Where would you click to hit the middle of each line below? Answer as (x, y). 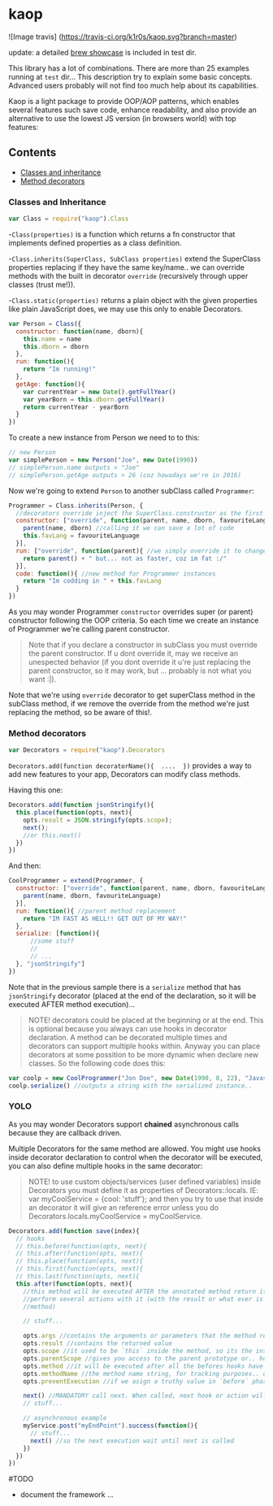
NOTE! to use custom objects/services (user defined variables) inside (145, 1181)
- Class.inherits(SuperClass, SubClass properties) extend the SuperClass (135, 258)
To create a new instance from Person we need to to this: (104, 438)
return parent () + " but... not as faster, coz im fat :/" (125, 558)
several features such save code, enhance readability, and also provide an (133, 110)
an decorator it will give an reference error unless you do (123, 1207)
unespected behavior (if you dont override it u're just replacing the (140, 662)
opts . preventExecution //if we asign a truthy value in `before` (136, 1381)
